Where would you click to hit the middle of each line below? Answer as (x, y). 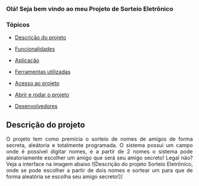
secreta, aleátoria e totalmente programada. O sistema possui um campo (99, 145)
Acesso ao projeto (37, 83)
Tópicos (18, 24)
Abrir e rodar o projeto (42, 95)
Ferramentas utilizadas (43, 72)
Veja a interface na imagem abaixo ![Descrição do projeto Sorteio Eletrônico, (99, 164)
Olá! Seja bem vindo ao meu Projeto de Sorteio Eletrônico (90, 9)
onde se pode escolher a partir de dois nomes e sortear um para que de (99, 171)
